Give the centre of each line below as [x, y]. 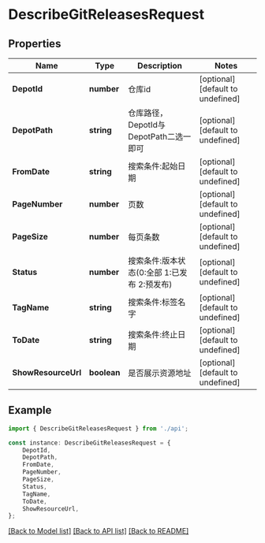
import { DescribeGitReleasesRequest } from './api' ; [99, 428]
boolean [105, 372]
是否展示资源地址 [160, 373]
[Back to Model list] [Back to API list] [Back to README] [99, 531]
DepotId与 [147, 125]
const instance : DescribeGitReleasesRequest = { [90, 443]
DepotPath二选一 [160, 137]
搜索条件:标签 [153, 302]
